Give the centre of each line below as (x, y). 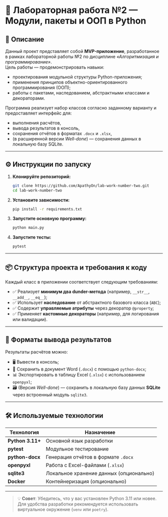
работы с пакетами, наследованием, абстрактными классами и (81, 93)
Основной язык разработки (79, 440)
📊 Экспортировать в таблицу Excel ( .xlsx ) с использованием (78, 374)
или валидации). (30, 319)
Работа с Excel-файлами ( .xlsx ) (85, 465)
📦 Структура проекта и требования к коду (76, 267)
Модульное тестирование (77, 448)
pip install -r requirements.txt (47, 209)
